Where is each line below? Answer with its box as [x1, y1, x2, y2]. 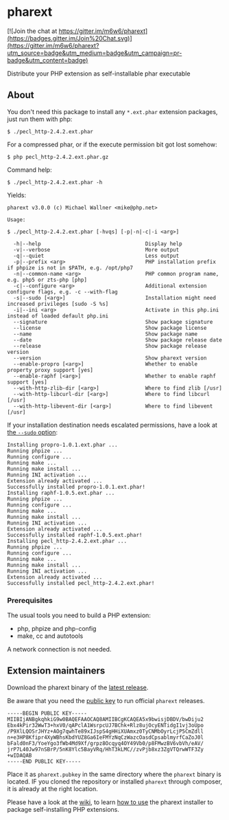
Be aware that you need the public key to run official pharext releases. [7, 696, 205, 705]
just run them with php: [7, 115, 73, 123]
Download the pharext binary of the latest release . [7, 683, 149, 691]
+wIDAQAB [7, 752, 32, 759]
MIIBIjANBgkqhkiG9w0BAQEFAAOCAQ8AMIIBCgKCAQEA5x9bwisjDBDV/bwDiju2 [7, 716, 204, 722]
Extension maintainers [7, 665, 106, 677]
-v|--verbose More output [13, 246, 180, 253]
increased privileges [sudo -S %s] [7, 300, 109, 307]
